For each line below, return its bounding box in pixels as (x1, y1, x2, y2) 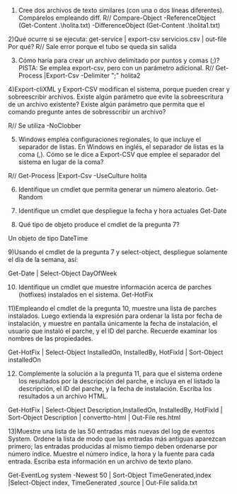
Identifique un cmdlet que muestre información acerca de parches (18, 283, 212, 291)
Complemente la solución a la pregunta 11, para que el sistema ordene (18, 369, 222, 378)
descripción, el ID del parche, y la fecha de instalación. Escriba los (18, 385, 212, 393)
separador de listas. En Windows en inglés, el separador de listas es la (18, 143, 224, 151)
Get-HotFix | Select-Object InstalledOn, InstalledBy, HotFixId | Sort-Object (8, 348, 224, 356)
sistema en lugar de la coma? (18, 158, 104, 166)
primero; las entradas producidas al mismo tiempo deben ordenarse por (8, 442, 218, 450)
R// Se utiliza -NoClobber (8, 121, 81, 130)
